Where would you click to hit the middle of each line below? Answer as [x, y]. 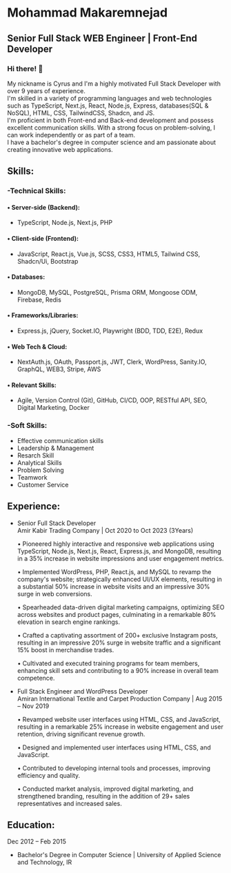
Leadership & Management [56, 448]
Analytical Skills [39, 462]
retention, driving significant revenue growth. [81, 734]
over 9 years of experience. [47, 90]
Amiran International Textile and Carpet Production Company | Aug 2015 [120, 698]
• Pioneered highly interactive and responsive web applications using [115, 544]
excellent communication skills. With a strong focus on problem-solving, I [111, 127]
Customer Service [43, 484]
